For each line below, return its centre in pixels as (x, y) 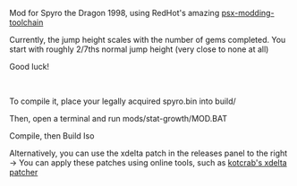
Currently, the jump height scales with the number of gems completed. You (148, 40)
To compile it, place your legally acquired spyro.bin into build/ (123, 101)
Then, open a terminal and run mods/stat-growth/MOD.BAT (119, 118)
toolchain (26, 22)
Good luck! (30, 67)
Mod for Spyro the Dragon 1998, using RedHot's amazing (115, 13)
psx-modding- (248, 13)
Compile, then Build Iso (52, 136)
